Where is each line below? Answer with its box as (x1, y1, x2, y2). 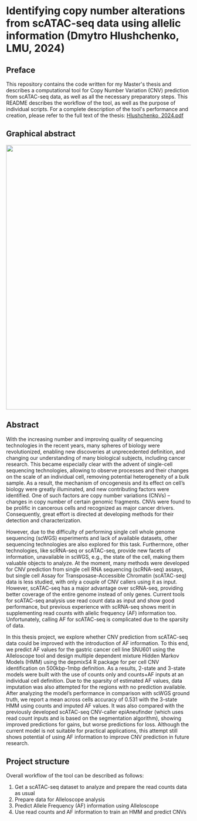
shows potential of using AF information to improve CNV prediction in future (6, 733, 189, 740)
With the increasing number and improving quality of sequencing (6, 435, 163, 442)
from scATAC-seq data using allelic (6, 16, 181, 30)
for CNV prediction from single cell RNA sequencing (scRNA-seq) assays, (6, 566, 184, 573)
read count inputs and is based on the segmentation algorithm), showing (6, 715, 182, 722)
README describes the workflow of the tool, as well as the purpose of (6, 99, 176, 106)
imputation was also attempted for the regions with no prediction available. (6, 683, 186, 690)
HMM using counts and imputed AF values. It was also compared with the (6, 702, 184, 709)
